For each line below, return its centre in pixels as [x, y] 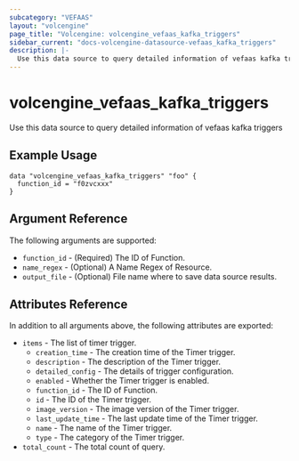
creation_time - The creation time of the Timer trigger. [135, 352]
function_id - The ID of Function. [97, 390]
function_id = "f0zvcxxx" [65, 183]
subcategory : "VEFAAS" [51, 17]
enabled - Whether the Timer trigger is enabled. [122, 381]
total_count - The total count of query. [93, 447]
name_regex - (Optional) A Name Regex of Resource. [117, 267]
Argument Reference [69, 219]
